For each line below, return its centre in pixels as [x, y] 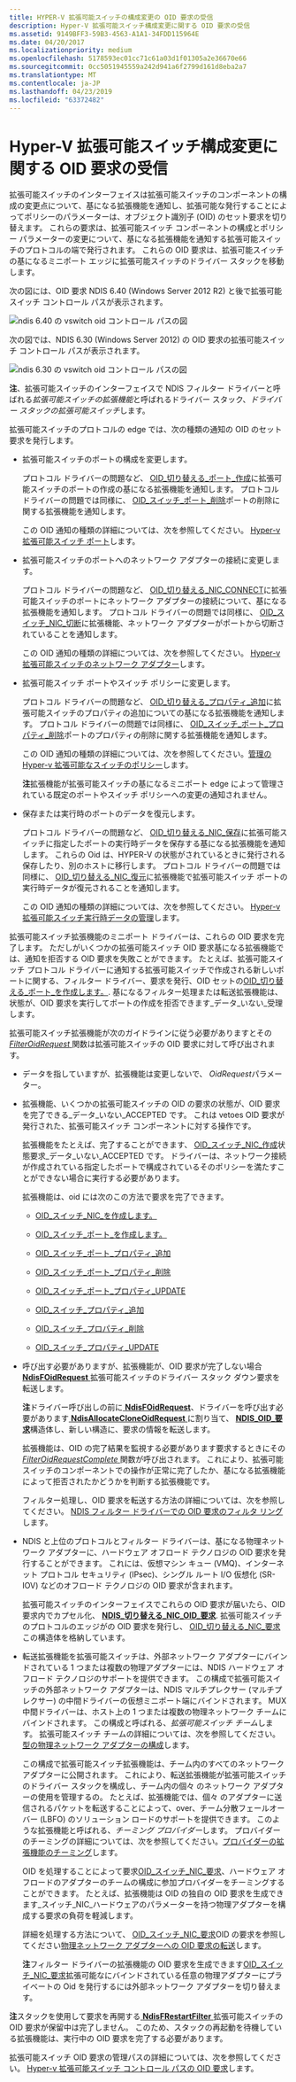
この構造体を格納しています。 [76, 1638]
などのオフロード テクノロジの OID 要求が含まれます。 [139, 1586]
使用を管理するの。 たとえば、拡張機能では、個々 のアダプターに [156, 1797]
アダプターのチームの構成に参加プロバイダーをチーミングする [173, 1883]
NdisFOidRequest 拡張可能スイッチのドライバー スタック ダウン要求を [151, 1378]
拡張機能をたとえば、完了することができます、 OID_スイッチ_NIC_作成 [150, 1145]
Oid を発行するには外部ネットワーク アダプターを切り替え [168, 1986]
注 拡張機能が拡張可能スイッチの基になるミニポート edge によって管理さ [153, 784]
